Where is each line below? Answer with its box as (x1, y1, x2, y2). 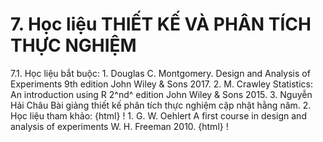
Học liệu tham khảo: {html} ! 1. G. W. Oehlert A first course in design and (10, 109, 307, 122)
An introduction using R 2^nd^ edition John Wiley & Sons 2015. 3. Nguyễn (10, 88, 313, 100)
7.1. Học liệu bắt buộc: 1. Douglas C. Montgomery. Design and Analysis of (10, 67, 311, 79)
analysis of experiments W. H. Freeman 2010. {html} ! (10, 120, 229, 132)
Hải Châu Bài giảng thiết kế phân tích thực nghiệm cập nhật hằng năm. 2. (10, 99, 312, 111)
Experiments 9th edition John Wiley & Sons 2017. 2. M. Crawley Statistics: (10, 78, 313, 90)
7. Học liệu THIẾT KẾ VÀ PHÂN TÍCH (10, 13, 312, 36)
